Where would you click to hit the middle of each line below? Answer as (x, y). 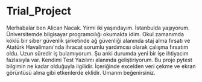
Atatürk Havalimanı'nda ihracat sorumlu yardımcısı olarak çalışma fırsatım (97, 47)
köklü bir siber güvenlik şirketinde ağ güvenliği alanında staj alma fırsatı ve (98, 40)
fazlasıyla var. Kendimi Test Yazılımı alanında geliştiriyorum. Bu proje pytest (99, 60)
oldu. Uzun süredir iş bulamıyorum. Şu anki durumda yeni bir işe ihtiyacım (97, 53)
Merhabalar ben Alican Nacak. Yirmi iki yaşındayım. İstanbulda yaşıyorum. (98, 28)
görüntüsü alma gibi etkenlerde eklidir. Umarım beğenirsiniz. (81, 72)
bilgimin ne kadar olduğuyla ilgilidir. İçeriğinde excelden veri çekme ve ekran (101, 66)
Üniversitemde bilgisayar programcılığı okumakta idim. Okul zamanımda (95, 34)
